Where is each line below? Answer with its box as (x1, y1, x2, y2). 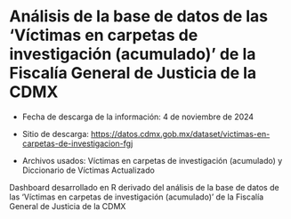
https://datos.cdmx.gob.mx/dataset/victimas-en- (90, 128, 271, 139)
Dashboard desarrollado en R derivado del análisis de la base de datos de (9, 182, 279, 192)
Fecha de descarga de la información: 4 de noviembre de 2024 (21, 111, 255, 122)
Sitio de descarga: (21, 128, 89, 139)
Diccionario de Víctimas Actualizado (21, 165, 156, 175)
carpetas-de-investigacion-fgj (21, 138, 133, 149)
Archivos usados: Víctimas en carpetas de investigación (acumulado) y (21, 155, 283, 166)
